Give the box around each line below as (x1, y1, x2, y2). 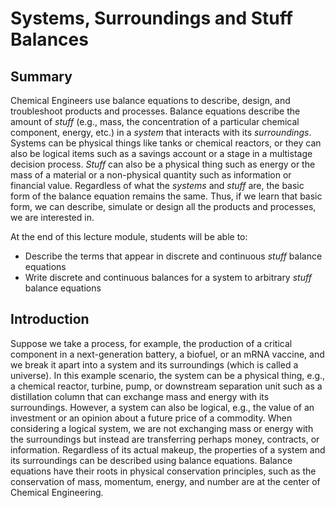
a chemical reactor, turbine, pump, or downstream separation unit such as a (10, 380, 323, 392)
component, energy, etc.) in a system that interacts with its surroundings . (10, 127, 312, 138)
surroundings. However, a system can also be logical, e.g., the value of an (10, 401, 315, 413)
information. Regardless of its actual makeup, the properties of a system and (10, 443, 326, 456)
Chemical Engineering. (10, 486, 104, 498)
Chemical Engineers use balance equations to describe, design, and (10, 95, 291, 106)
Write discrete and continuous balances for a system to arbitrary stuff (24, 272, 312, 283)
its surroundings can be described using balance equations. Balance (10, 454, 293, 466)
